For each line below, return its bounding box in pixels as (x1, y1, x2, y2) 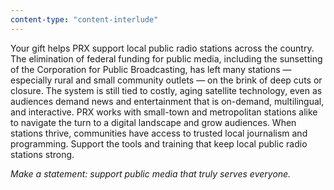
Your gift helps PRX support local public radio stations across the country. (10, 42, 315, 54)
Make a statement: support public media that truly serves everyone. (10, 167, 292, 180)
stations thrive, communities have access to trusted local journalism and (10, 127, 308, 139)
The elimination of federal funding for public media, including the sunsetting (10, 52, 323, 65)
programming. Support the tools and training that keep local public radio (10, 137, 308, 150)
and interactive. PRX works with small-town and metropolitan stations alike (10, 106, 318, 118)
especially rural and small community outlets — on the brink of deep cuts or (10, 74, 323, 86)
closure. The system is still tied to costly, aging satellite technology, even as (10, 84, 323, 96)
